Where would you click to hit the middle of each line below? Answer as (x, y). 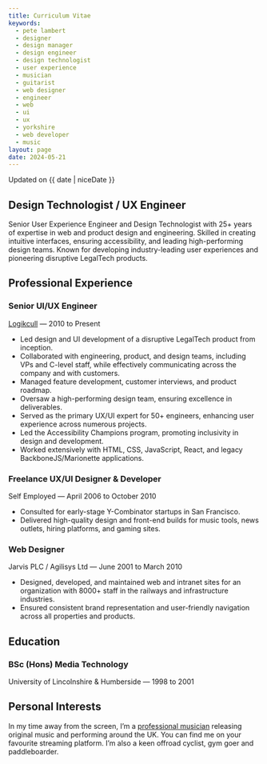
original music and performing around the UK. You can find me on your (125, 734)
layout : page (30, 150)
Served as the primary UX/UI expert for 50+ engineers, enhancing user (137, 415)
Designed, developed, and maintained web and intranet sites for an (130, 582)
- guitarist (36, 82)
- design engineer (46, 53)
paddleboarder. (34, 751)
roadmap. (36, 390)
